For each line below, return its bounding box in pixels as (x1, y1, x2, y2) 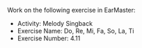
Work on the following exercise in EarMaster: (7, 6, 136, 14)
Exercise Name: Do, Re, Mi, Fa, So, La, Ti (17, 27, 134, 35)
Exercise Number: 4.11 (17, 34, 81, 42)
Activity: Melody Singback (17, 19, 93, 27)
